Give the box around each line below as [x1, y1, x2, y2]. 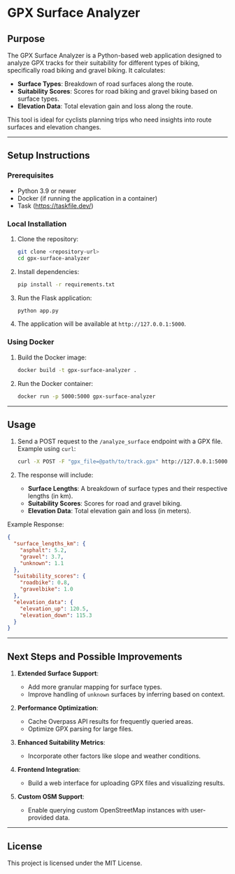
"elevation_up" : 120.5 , [20, 605, 90, 612]
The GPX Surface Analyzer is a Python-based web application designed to [7, 51, 222, 59]
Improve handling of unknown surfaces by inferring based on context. [27, 690, 225, 699]
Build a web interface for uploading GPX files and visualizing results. [27, 779, 225, 787]
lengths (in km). [27, 492, 73, 501]
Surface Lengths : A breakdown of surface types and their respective [27, 485, 228, 493]
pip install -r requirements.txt [17, 281, 115, 288]
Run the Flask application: [17, 294, 92, 302]
